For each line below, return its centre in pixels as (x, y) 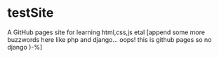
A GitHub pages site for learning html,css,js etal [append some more (106, 32)
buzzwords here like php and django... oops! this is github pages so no (109, 39)
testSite (31, 13)
